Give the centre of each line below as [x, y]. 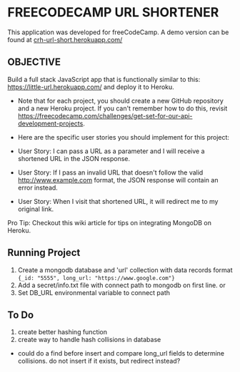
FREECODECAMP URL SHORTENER [113, 12]
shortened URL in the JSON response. [74, 158]
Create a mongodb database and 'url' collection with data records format [125, 270]
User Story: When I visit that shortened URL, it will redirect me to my [118, 201]
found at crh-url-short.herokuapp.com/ [65, 39]
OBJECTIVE [34, 62]
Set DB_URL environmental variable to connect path [94, 292]
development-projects [50, 123]
